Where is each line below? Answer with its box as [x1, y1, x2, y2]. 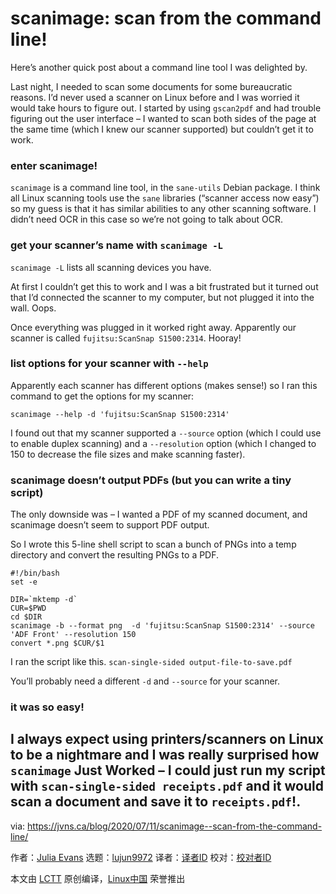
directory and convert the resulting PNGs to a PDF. [10, 549, 220, 561]
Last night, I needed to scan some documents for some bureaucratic [10, 80, 293, 92]
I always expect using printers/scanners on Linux [10, 731, 325, 748]
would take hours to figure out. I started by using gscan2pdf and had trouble [10, 102, 322, 114]
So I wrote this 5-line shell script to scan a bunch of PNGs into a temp [10, 538, 297, 551]
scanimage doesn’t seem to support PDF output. [10, 519, 210, 531]
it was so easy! [10, 700, 85, 714]
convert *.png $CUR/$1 [10, 638, 105, 649]
